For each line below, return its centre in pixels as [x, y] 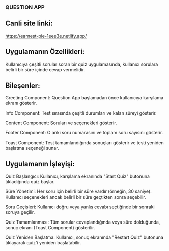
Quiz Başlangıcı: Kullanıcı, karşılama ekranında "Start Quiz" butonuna [78, 176]
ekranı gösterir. [21, 103]
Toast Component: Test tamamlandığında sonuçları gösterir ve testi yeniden [84, 143]
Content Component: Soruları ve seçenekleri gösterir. [61, 123]
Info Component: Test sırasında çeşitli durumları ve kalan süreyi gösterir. [81, 113]
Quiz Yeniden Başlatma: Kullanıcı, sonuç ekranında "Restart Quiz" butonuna [84, 237]
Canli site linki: [29, 24]
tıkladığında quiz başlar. [30, 182]
